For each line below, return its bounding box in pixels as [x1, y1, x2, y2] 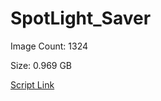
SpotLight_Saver [10, 7, 152, 30]
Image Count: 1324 [10, 40, 88, 52]
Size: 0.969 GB [10, 59, 73, 71]
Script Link [10, 78, 55, 91]
